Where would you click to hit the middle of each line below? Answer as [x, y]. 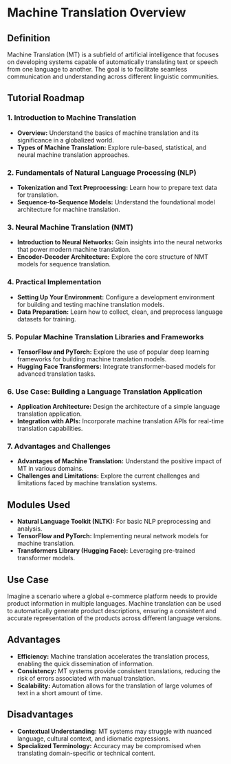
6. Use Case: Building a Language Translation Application [105, 392]
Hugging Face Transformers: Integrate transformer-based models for [116, 366]
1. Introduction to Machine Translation [71, 118]
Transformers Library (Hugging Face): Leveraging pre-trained [106, 551]
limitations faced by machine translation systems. [87, 483]
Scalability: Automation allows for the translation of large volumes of [115, 686]
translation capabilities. [50, 429]
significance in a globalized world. [66, 140]
